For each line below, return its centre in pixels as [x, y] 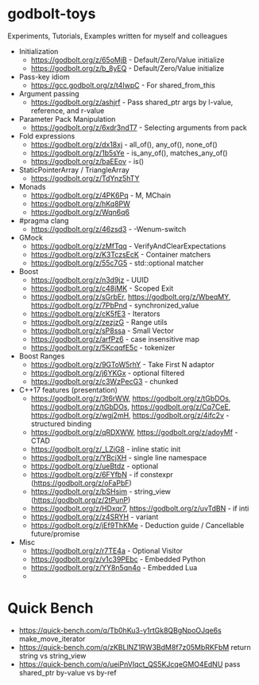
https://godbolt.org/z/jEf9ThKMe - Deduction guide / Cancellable [137, 525]
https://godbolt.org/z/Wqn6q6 [80, 212]
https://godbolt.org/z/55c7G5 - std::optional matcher [117, 263]
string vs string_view [52, 656]
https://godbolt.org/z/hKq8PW [80, 203]
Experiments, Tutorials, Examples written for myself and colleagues [118, 36]
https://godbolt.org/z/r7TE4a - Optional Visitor [107, 550]
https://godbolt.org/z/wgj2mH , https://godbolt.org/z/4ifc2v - [130, 415]
